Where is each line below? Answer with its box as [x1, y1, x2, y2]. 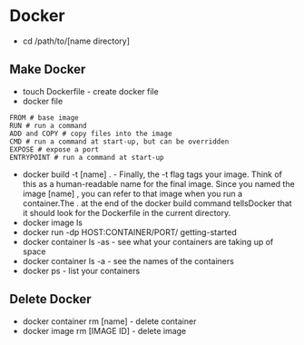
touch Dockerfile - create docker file [22, 85, 159, 96]
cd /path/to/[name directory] [22, 35, 130, 46]
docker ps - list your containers [22, 265, 141, 276]
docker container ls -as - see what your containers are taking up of [22, 236, 274, 247]
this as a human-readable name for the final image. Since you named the [22, 178, 295, 189]
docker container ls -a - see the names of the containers [22, 255, 234, 266]
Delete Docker [9, 291, 93, 307]
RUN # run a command [9, 121, 88, 130]
